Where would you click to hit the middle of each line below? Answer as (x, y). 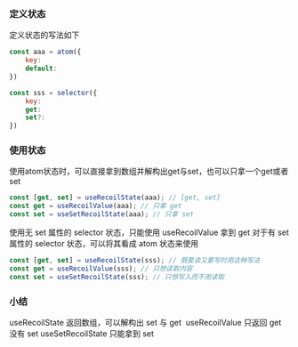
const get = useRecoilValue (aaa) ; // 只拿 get (96, 206)
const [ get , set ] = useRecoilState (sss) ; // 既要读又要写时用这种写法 (135, 261)
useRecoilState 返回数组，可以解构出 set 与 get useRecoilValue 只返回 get (145, 323)
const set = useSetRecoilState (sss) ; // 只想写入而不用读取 (117, 277)
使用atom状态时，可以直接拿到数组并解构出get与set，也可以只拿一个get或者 (149, 172)
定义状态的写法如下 (44, 35)
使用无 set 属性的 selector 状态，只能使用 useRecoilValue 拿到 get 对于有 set (149, 232)
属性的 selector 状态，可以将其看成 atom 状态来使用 (104, 244)
